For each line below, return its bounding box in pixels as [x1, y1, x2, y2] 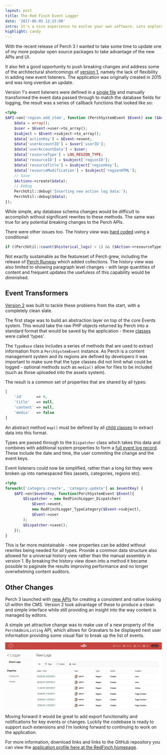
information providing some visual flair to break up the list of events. [5, 632, 145, 638]
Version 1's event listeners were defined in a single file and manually [5, 89, 145, 95]
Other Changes [5, 583, 54, 591]
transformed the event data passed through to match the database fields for [5, 95, 161, 101]
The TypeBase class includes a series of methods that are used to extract [5, 343, 154, 349]
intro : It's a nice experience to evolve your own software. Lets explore [5, 24, 164, 29]
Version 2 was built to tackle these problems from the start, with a [5, 302, 140, 308]
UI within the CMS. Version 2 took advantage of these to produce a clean [5, 601, 155, 608]
